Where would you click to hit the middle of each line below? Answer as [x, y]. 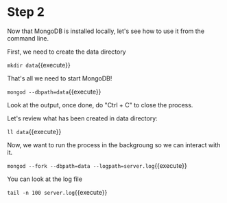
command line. [28, 38]
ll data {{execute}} [34, 131]
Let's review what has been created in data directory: [82, 118]
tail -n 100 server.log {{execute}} [57, 192]
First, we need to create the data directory [67, 52]
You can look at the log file [45, 179]
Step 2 [26, 12]
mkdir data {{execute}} [39, 65]
